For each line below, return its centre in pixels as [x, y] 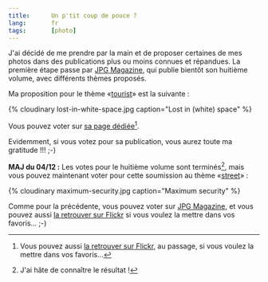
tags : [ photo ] [43, 30]
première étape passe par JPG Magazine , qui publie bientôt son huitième [128, 70]
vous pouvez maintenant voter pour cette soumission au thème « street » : [128, 175]
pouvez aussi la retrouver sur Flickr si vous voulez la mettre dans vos [122, 214]
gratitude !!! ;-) [32, 150]
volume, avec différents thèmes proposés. [77, 78]
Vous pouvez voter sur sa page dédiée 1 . [74, 126]
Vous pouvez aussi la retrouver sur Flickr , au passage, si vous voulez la [136, 246]
